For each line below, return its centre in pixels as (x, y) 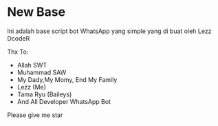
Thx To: (18, 52)
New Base (36, 12)
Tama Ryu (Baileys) (44, 94)
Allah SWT (32, 65)
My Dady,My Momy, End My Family (67, 79)
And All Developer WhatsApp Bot (64, 101)
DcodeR (19, 38)
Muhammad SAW (42, 72)
